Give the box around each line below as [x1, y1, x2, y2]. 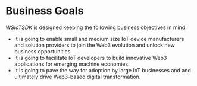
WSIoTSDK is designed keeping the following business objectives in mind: [5, 24, 187, 31]
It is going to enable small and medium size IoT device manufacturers [14, 35, 185, 42]
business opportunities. [14, 47, 73, 55]
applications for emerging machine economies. [14, 60, 130, 68]
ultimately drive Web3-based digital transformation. [14, 73, 141, 80]
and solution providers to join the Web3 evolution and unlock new [14, 42, 175, 49]
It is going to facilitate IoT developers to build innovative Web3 [14, 54, 167, 61]
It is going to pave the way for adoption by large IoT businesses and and [14, 66, 192, 74]
